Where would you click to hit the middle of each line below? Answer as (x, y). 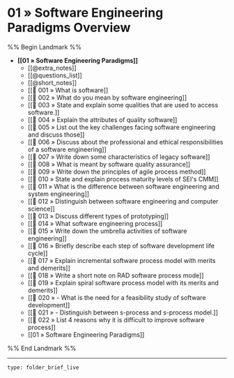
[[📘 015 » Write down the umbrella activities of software (107, 231)
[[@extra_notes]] (52, 68)
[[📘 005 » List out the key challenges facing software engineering (122, 127)
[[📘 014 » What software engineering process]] (95, 223)
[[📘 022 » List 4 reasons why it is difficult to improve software (116, 319)
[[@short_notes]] (52, 82)
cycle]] (38, 253)
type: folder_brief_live (43, 368)
